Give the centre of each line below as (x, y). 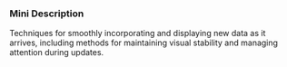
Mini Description (47, 14)
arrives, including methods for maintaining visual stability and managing (144, 43)
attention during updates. (57, 53)
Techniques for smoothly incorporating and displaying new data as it (138, 33)
